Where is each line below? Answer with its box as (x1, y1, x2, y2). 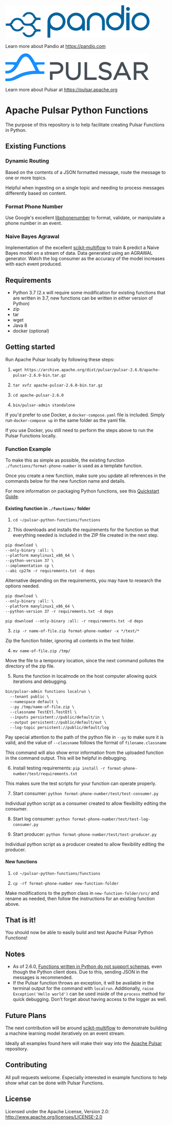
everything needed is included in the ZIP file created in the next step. (12, 532, 159, 538)
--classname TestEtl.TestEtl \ (10, 710, 77, 715)
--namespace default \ (10, 699, 59, 705)
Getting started (5, 343, 55, 351)
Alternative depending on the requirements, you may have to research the (5, 577, 162, 584)
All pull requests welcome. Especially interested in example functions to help (5, 1074, 167, 1080)
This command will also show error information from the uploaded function (5, 749, 164, 756)
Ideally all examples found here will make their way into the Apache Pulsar (5, 1040, 162, 1046)
